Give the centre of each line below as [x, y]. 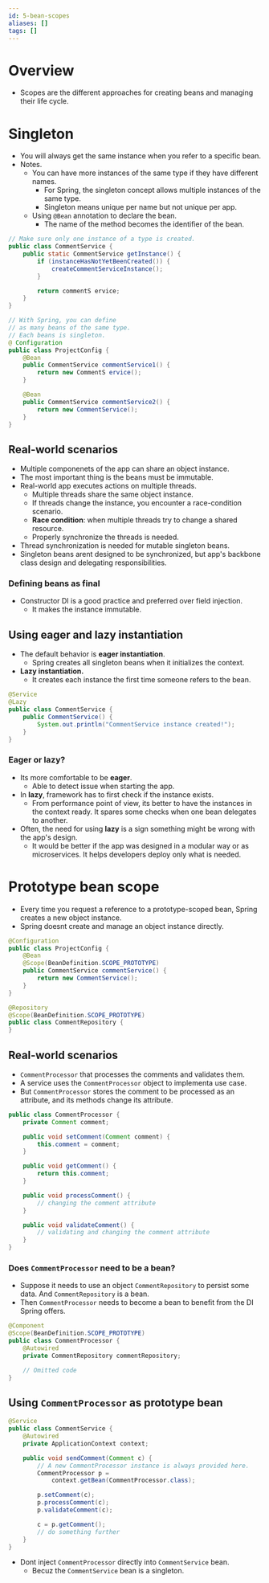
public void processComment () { [77, 1195]
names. [44, 182]
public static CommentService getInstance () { [102, 254]
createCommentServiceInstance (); [107, 269]
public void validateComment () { [79, 1225]
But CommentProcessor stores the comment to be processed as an [127, 1091]
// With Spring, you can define [62, 321]
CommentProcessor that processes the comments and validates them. [132, 1074]
